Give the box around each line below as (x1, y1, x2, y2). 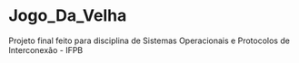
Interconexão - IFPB (8, 44, 84, 55)
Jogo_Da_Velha (8, 5, 127, 26)
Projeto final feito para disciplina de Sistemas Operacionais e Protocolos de (8, 35, 290, 46)
